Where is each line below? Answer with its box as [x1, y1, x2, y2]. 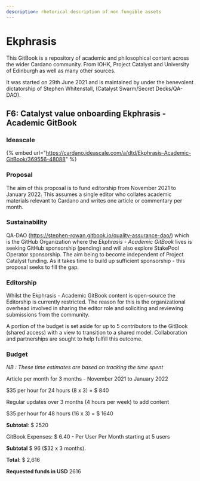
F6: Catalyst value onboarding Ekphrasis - [6, 108, 166, 118]
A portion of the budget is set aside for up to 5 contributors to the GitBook [6, 323, 188, 330]
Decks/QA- [155, 85, 183, 92]
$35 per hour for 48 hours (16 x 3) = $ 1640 [6, 410, 113, 417]
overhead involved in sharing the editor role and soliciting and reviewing [6, 305, 184, 312]
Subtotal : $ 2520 [6, 422, 49, 429]
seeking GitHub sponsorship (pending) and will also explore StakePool [6, 244, 179, 252]
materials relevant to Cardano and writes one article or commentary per [6, 197, 183, 204]
